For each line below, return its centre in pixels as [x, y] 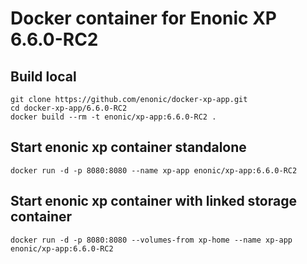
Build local [43, 76]
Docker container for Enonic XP [143, 18]
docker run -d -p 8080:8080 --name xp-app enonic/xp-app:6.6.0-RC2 [154, 170]
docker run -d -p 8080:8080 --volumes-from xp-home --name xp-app [151, 240]
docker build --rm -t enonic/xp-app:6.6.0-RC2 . [113, 117]
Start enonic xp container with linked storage [153, 201]
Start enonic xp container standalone [128, 147]
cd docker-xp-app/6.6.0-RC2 [69, 108]
